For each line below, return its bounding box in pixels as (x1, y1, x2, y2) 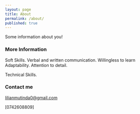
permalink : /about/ (5, 16, 44, 21)
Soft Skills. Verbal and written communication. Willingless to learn (5, 57, 136, 63)
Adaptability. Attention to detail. (5, 62, 68, 68)
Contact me (5, 83, 33, 90)
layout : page (5, 7, 31, 12)
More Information (5, 46, 47, 53)
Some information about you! (5, 34, 63, 40)
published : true (5, 20, 38, 26)
